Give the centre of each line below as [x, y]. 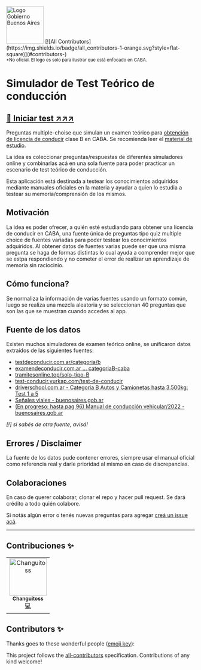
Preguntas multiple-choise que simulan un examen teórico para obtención [98, 133]
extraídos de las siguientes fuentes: [50, 351]
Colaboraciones [36, 483]
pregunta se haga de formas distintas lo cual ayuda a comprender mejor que [100, 252]
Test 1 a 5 [27, 394]
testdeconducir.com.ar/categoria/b [58, 362]
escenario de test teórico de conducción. [57, 169]
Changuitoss [28, 598]
